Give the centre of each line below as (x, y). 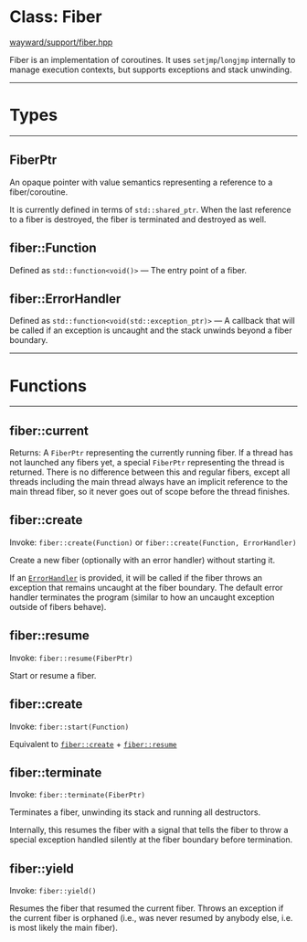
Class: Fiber (56, 17)
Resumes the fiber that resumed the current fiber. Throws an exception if (147, 908)
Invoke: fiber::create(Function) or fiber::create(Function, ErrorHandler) (153, 542)
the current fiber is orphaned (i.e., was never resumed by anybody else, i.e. (151, 918)
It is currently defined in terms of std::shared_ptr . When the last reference (151, 209)
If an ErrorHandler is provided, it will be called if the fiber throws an (136, 577)
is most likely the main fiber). (64, 928)
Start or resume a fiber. (53, 675)
